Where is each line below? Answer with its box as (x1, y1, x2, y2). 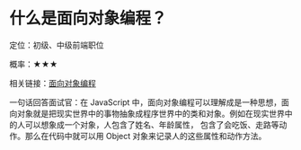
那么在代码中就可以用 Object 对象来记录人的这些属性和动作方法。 (24, 130, 267, 141)
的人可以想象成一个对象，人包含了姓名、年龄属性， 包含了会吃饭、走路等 (9, 119, 279, 130)
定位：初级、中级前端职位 (9, 40, 104, 50)
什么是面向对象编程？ (9, 8, 168, 29)
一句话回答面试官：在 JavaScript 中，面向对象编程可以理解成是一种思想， (9, 96, 282, 108)
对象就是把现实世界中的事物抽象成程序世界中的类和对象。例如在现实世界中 (16, 108, 293, 119)
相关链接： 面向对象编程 (9, 77, 96, 88)
